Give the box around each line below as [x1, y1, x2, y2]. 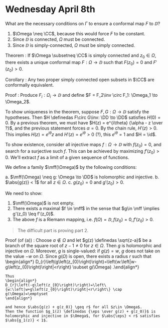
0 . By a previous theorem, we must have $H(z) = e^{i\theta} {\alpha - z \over [5, 120, 163, 126]
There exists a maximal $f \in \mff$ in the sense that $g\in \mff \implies [12, 206, 159, 212]
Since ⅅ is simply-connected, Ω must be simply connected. [12, 42, 135, 48]
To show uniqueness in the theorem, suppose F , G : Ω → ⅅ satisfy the [5, 109, 149, 115]
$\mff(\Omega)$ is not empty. [12, 200, 75, 206]
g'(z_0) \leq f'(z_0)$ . [12, 211, 55, 217]
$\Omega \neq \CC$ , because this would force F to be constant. [12, 30, 145, 36]
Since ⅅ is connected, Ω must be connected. [12, 36, 105, 42]
